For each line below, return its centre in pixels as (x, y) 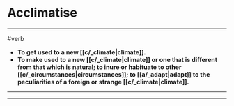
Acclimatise (42, 13)
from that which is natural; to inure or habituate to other (99, 67)
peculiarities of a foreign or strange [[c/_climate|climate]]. (103, 82)
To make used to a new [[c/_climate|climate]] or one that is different (117, 59)
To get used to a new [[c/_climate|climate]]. (81, 52)
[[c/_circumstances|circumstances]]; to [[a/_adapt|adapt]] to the (114, 74)
